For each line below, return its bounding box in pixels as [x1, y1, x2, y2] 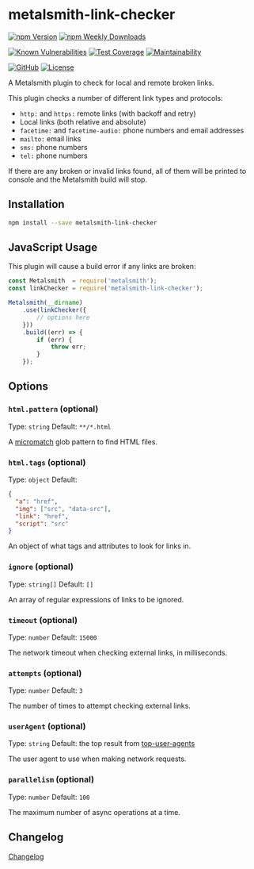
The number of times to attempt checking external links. [8, 701, 191, 711]
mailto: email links [19, 133, 82, 144]
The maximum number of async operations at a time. [8, 807, 180, 817]
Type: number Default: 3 [8, 686, 83, 695]
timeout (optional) [8, 614, 78, 625]
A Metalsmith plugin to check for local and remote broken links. [8, 78, 214, 87]
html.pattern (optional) [8, 403, 99, 414]
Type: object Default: [8, 475, 78, 485]
